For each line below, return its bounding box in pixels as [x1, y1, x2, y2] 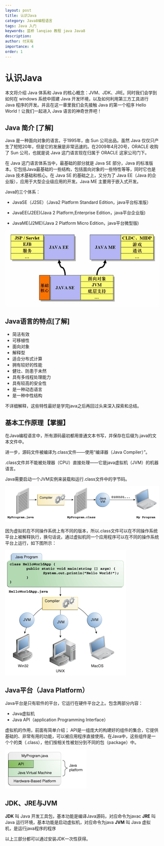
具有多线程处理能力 [12, 374, 51, 380]
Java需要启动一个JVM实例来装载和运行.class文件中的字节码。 [5, 476, 130, 482]
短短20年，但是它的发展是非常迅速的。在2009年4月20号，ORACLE [13, 144, 149, 149]
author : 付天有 [5, 39, 34, 44]
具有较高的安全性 [12, 380, 47, 386]
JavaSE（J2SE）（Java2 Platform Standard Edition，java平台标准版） [12, 199, 151, 205]
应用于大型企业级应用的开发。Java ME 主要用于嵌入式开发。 [20, 179, 142, 185]
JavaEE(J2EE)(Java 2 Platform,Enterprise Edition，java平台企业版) [12, 210, 146, 216]
